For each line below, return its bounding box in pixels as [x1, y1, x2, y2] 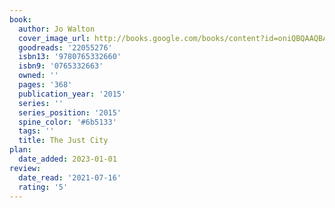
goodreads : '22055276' [18, 42, 113, 53]
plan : [9, 145, 32, 155]
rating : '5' [18, 182, 69, 192]
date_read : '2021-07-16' [18, 172, 122, 183]
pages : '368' [18, 80, 73, 90]
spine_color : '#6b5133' [18, 117, 117, 127]
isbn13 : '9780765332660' [18, 52, 122, 62]
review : [9, 163, 42, 173]
